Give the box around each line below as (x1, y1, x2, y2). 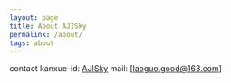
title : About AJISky (9, 22, 88, 31)
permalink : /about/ (9, 30, 83, 39)
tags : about (9, 38, 54, 48)
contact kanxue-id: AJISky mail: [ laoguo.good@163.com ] (9, 63, 222, 74)
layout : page (9, 13, 59, 23)
